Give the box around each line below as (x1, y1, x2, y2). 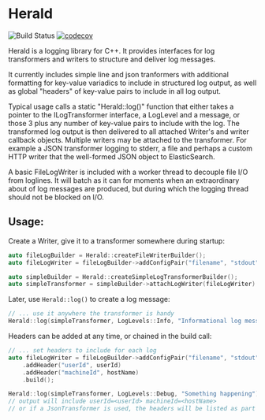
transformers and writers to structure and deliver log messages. (8, 54, 216, 64)
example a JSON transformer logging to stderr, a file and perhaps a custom (8, 143, 252, 153)
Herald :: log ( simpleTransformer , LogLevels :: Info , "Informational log (8, 317, 242, 325)
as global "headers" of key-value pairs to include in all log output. (8, 86, 221, 95)
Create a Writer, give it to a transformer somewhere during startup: (8, 236, 225, 245)
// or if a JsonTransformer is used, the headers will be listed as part (8, 405, 256, 413)
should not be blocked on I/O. (8, 192, 105, 202)
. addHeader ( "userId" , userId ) (22, 361, 122, 369)
